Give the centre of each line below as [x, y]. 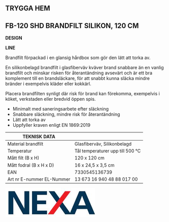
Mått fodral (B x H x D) [31, 165]
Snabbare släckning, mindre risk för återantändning [66, 115]
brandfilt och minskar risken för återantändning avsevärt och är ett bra [79, 73]
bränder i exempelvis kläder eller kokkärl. [48, 84]
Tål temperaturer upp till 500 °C [108, 151]
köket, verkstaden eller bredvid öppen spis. [50, 99]
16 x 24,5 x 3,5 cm [94, 165]
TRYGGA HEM [28, 8]
